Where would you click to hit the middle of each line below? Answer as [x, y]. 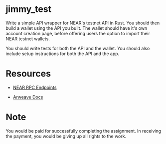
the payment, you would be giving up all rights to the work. [66, 136]
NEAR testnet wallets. [28, 39]
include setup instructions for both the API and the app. [63, 54]
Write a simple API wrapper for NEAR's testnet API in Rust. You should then [83, 23]
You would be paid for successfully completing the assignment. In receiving [83, 131]
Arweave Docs [28, 97]
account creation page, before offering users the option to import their [78, 33]
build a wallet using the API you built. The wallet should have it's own [77, 28]
